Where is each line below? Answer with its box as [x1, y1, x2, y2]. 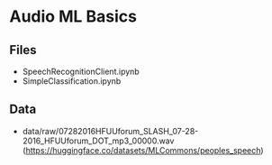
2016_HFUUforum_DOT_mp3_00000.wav [22, 135, 175, 146]
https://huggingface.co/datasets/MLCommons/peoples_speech [25, 144, 261, 155]
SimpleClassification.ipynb [22, 76, 122, 87]
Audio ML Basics [9, 6, 138, 27]
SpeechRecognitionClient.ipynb [22, 66, 140, 77]
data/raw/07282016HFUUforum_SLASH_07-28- [22, 125, 199, 136]
